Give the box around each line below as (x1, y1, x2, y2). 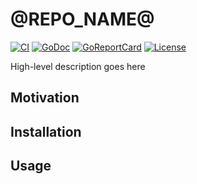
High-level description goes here (10, 60, 146, 72)
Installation (10, 123, 82, 140)
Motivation (10, 89, 80, 107)
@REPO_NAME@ (10, 8, 155, 31)
